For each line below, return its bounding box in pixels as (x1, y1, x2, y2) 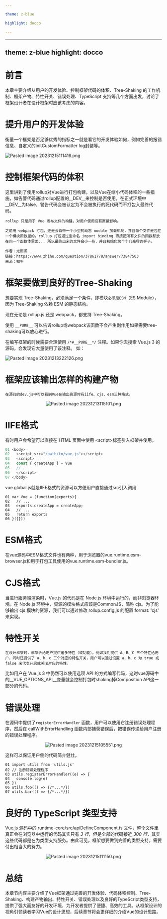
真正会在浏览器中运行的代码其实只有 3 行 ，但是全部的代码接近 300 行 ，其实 (5, 831, 161, 837)
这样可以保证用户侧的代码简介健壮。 (5, 752, 80, 758)
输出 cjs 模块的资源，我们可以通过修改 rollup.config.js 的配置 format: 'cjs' (9, 607, 159, 613)
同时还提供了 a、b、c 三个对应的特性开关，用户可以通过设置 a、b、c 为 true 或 (12, 656, 160, 661)
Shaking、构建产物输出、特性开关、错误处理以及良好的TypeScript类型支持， (5, 896, 162, 903)
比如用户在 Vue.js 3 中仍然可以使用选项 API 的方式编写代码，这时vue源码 (5, 670, 155, 676)
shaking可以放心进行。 (5, 328, 52, 334)
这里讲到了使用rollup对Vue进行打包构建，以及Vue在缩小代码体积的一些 (5, 189, 151, 195)
